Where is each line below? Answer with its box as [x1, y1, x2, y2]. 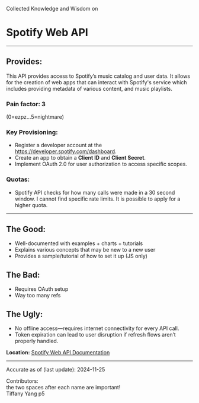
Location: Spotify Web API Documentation [6, 349, 110, 356]
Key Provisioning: [6, 128, 58, 136]
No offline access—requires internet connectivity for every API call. [14, 325, 179, 332]
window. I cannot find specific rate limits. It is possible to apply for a [14, 195, 181, 202]
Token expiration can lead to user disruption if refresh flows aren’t [14, 331, 176, 338]
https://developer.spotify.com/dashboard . [14, 148, 117, 155]
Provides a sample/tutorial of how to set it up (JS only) [14, 252, 148, 260]
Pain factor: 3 [6, 100, 46, 108]
